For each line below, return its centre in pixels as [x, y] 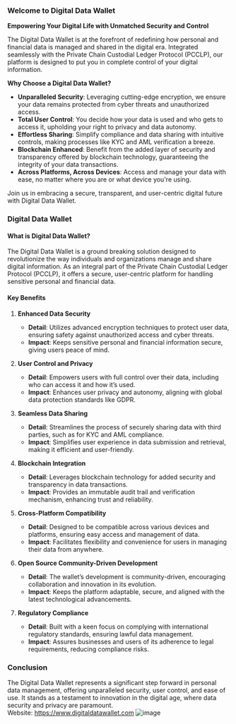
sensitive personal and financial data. [61, 282]
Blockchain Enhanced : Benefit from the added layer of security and [116, 150]
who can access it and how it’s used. [82, 384]
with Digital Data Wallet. [42, 201]
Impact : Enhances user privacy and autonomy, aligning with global [125, 392]
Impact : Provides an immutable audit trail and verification [112, 492]
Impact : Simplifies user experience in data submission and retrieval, [127, 442]
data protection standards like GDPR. [82, 399]
